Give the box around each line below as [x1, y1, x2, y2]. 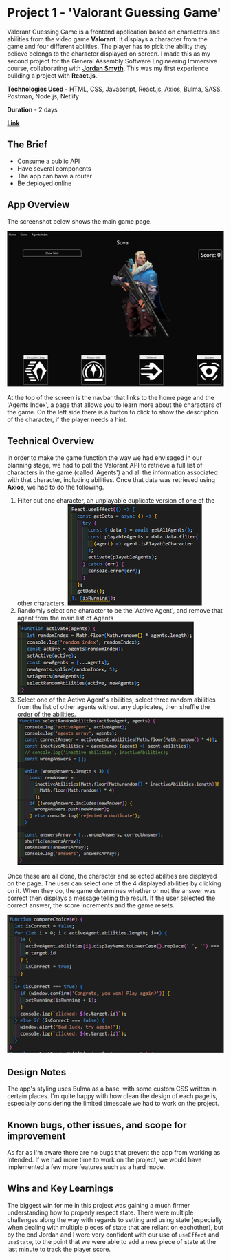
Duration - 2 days [7, 105, 58, 114]
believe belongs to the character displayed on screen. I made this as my [7, 50, 211, 58]
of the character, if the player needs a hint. [7, 415, 128, 423]
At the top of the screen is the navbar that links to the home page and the [7, 393, 214, 401]
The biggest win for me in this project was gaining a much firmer [7, 1201, 190, 1209]
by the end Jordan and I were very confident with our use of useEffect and [7, 1230, 219, 1239]
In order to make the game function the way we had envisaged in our [7, 453, 203, 462]
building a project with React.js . [7, 71, 98, 80]
